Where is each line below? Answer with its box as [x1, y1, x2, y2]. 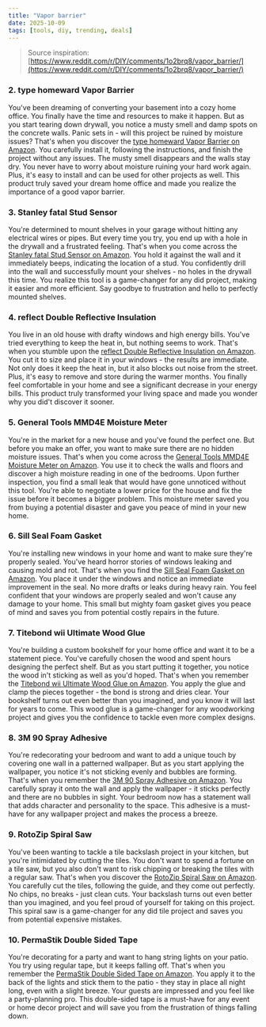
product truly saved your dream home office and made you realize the [8, 178, 237, 188]
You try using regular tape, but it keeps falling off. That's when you [8, 960, 226, 971]
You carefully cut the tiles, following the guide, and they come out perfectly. [8, 880, 256, 890]
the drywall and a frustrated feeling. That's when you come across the [8, 241, 237, 250]
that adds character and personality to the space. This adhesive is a [8, 801, 230, 811]
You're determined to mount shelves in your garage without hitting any [8, 224, 238, 234]
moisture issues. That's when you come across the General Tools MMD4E [8, 452, 249, 461]
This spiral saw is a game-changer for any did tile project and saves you [8, 906, 243, 915]
